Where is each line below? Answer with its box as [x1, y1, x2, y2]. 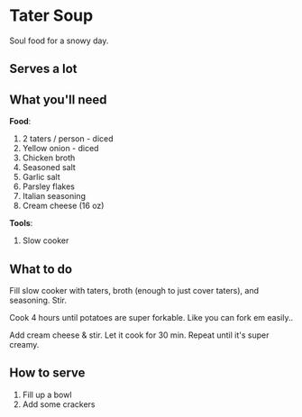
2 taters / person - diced [22, 133, 114, 144]
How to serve [9, 366, 86, 381]
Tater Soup [9, 5, 94, 26]
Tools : [9, 218, 33, 229]
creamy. [9, 339, 40, 349]
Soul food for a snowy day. [9, 35, 109, 46]
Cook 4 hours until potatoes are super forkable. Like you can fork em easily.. [9, 312, 294, 322]
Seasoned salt [22, 162, 77, 173]
